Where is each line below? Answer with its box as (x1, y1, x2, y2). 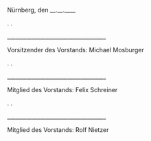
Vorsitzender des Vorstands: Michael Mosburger (7, 46, 144, 54)
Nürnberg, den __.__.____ (7, 6, 76, 14)
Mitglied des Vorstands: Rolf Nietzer (7, 126, 109, 133)
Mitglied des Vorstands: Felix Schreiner (7, 86, 118, 94)
